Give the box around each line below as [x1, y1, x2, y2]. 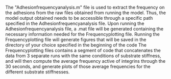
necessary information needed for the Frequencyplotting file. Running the [5, 31, 160, 37]
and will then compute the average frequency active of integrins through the [5, 58, 166, 64]
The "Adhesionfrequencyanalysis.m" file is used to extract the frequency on [5, 5, 165, 10]
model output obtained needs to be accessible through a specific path [5, 15, 153, 21]
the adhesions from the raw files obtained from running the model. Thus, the [5, 10, 166, 16]
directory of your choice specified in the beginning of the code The [5, 42, 147, 48]
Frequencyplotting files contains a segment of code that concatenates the [5, 48, 161, 53]
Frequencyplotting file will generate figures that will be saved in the [5, 36, 146, 43]
